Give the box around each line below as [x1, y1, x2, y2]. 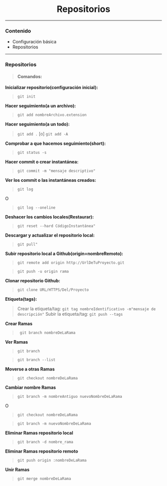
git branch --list [17, 358, 56, 363]
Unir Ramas [5, 467, 30, 473]
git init [17, 94, 36, 99]
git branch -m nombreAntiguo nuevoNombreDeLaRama [17, 394, 123, 399]
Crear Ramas [5, 321, 33, 327]
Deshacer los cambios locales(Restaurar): [5, 214, 94, 220]
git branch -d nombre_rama [17, 440, 74, 445]
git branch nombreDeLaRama [19, 330, 76, 336]
